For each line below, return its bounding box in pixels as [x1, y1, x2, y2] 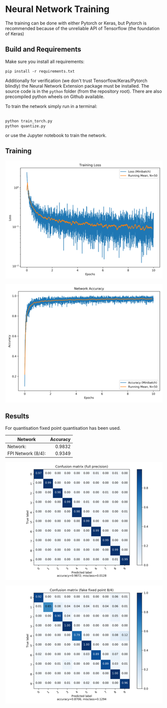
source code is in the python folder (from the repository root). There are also [5, 88, 162, 94]
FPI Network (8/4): [7, 450, 46, 456]
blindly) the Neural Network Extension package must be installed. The [5, 83, 149, 89]
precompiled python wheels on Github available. [5, 94, 105, 100]
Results [5, 412, 29, 420]
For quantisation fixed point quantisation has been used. [5, 425, 121, 431]
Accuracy [49, 436, 71, 442]
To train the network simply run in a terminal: [5, 103, 97, 109]
